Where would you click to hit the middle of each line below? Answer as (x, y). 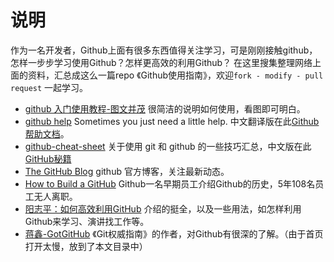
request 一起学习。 (49, 87)
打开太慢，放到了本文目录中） (86, 246)
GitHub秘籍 (48, 158)
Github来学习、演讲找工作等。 (87, 221)
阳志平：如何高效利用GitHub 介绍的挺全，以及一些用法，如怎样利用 (163, 208)
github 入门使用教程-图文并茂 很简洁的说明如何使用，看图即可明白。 (165, 108)
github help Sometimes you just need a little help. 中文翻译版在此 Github (172, 121)
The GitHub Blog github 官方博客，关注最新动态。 (127, 171)
